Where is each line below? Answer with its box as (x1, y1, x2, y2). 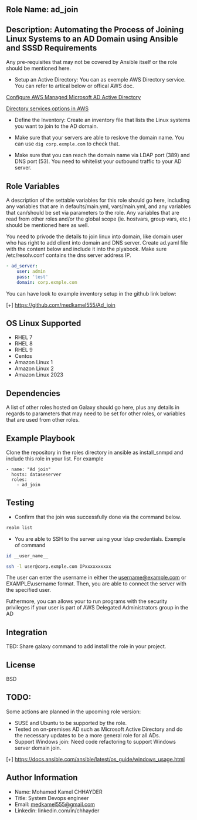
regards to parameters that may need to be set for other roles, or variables (6, 410, 186, 417)
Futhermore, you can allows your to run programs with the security (6, 598, 168, 605)
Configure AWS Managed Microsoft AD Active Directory (6, 94, 141, 101)
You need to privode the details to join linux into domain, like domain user (6, 233, 183, 240)
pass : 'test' (16, 274, 49, 280)
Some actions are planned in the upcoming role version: (6, 708, 141, 715)
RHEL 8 (14, 340, 33, 347)
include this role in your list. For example (6, 455, 104, 462)
